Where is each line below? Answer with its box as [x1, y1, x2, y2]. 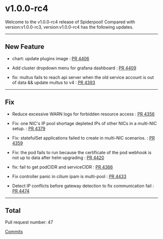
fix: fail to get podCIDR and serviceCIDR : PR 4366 [12, 164, 113, 170]
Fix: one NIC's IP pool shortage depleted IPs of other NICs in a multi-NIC [12, 120, 157, 126]
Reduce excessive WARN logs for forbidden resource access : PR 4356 [12, 111, 155, 117]
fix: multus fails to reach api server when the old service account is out [12, 74, 154, 80]
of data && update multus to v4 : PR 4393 [12, 80, 96, 85]
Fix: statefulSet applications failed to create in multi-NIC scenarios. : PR [12, 135, 155, 141]
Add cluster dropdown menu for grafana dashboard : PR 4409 [12, 65, 137, 71]
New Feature [5, 43, 45, 51]
